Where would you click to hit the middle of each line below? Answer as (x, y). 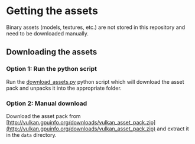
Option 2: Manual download (47, 103)
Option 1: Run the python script (52, 69)
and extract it (173, 129)
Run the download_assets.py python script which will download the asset (95, 81)
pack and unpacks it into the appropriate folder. (64, 88)
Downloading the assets (52, 52)
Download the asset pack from (43, 116)
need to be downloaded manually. (47, 33)
